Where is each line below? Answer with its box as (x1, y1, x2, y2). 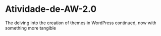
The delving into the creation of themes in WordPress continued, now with (5, 20, 157, 26)
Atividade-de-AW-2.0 (5, 3, 97, 15)
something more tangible (5, 25, 56, 31)
